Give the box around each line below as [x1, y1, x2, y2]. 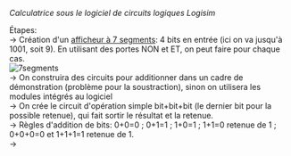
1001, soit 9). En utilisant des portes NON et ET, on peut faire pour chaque [9, 44, 281, 54]
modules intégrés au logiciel [9, 91, 113, 102]
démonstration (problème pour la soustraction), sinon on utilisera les [9, 82, 262, 92]
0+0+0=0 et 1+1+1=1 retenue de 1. [9, 129, 135, 139]
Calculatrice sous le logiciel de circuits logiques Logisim [9, 8, 216, 18]
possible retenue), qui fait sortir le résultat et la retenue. [9, 111, 214, 120]
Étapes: [9, 25, 37, 35]
